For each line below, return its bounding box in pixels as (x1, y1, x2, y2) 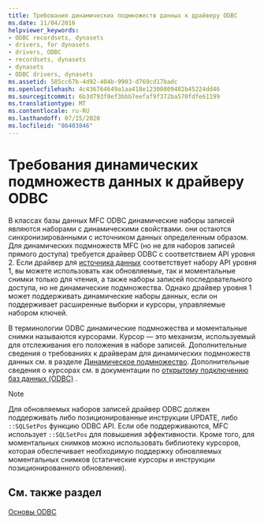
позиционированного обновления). (8, 463, 128, 473)
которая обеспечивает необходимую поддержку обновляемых (8, 446, 222, 455)
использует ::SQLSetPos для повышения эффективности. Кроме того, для (8, 429, 255, 439)
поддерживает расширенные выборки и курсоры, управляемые (8, 300, 226, 309)
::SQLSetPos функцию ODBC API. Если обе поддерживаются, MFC (8, 420, 229, 431)
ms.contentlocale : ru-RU (8, 107, 90, 115)
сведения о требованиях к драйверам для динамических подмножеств (8, 349, 251, 358)
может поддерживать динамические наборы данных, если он (8, 291, 218, 300)
